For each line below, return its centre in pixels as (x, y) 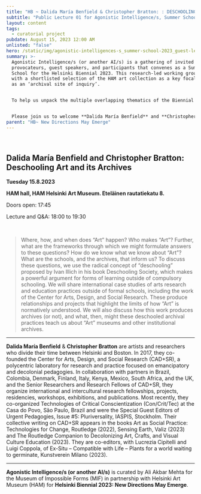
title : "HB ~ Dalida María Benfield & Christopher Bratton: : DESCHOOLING (101, 12)
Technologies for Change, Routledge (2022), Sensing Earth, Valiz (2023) (96, 429)
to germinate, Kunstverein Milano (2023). (57, 455)
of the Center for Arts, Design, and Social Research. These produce (104, 297)
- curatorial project (39, 34)
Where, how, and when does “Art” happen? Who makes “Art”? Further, (107, 240)
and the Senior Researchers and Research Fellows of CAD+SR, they (90, 385)
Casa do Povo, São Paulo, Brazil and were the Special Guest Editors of (93, 410)
